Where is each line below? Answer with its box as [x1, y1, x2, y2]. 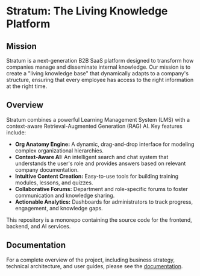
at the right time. [6, 83, 47, 90]
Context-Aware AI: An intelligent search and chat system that [14, 153, 169, 160]
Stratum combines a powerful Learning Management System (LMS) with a [6, 116, 190, 123]
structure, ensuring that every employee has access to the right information [6, 77, 194, 83]
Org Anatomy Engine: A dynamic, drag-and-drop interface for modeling [14, 140, 195, 148]
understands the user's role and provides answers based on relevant [14, 160, 186, 167]
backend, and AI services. [6, 222, 71, 230]
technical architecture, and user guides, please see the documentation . [6, 262, 183, 269]
